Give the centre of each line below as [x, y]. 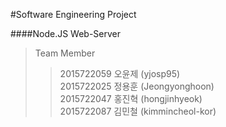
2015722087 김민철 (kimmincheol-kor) [138, 111]
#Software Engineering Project [73, 14]
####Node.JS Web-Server [66, 33]
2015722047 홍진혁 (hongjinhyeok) [131, 98]
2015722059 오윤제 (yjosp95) [120, 73]
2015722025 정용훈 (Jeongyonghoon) [137, 86]
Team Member [65, 53]
